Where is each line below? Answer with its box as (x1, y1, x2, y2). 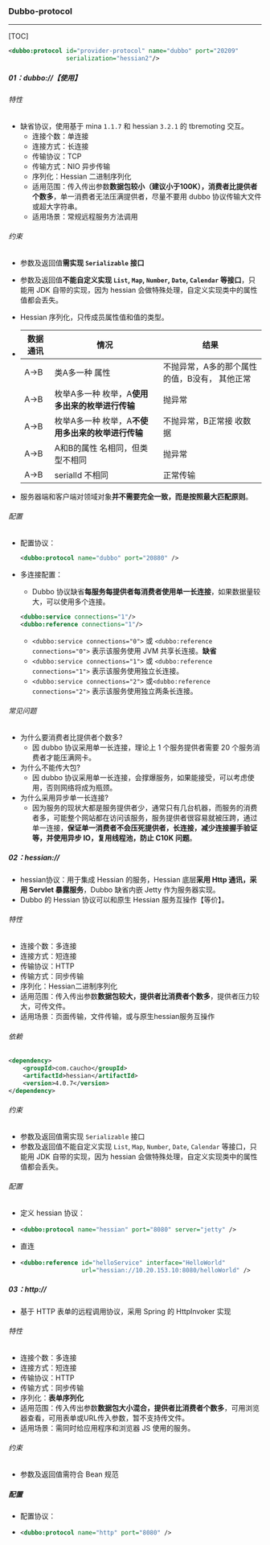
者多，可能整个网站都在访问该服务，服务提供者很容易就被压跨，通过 (31, 812, 258, 822)
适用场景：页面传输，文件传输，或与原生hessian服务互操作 (19, 1012, 215, 1021)
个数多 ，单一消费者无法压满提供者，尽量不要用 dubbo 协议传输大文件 (31, 191, 262, 201)
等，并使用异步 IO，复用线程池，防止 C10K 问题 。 (31, 832, 197, 842)
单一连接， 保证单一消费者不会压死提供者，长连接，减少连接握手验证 (31, 823, 258, 832)
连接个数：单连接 (31, 131, 89, 141)
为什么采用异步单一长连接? (19, 792, 108, 802)
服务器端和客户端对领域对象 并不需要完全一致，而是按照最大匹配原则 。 (19, 491, 253, 501)
